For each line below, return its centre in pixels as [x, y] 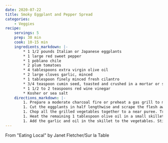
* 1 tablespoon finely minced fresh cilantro [71, 79]
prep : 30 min [28, 38]
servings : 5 [26, 33]
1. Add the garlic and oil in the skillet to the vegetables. [89, 121]
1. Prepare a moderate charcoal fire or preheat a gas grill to [91, 103]
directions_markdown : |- [40, 98]
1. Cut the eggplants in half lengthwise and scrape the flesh [90, 107]
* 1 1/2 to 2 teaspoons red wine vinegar [67, 88]
